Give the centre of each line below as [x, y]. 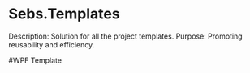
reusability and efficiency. [52, 44]
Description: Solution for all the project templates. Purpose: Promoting [125, 36]
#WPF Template [35, 60]
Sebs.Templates [64, 14]
